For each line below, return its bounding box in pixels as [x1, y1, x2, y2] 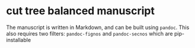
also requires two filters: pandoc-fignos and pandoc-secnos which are [6, 30, 173, 37]
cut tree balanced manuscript [6, 4, 155, 18]
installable [6, 36, 31, 43]
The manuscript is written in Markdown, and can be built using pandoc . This [6, 24, 190, 31]
